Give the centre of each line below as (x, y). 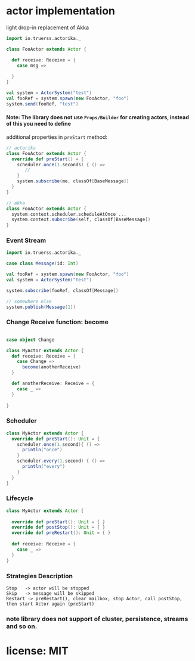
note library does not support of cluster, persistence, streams (97, 619)
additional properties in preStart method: (57, 137)
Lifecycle (20, 498)
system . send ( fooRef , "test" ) (42, 104)
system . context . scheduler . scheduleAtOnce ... (69, 214)
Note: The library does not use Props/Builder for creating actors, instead (97, 117)
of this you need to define (39, 124)
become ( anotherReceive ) (52, 367)
